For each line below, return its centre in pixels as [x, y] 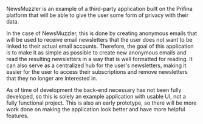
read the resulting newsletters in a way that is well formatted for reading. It [99, 59]
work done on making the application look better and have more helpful [96, 109]
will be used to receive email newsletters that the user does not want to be [99, 40]
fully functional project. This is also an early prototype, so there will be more [101, 103]
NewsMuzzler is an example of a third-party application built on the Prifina [99, 9]
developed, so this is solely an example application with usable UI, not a [96, 96]
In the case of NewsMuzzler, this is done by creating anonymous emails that [102, 33]
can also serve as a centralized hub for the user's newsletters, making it [96, 65]
